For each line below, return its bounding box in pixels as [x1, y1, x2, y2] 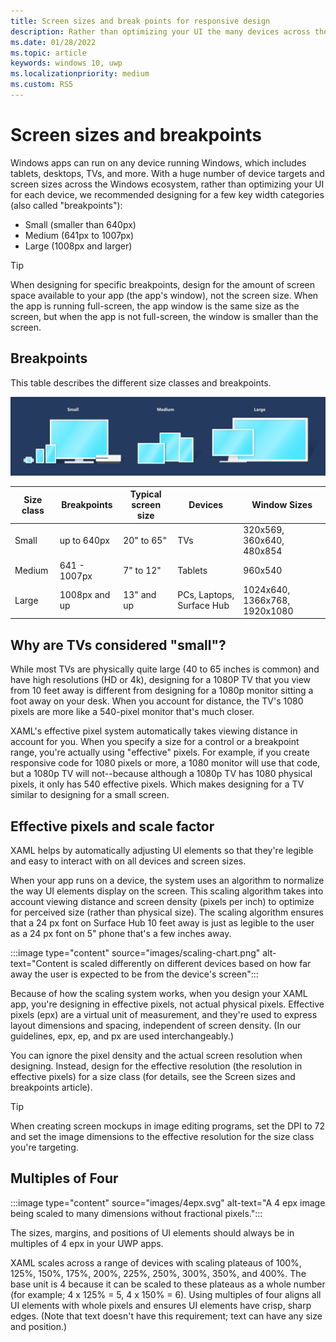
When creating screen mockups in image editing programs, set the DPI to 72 [10, 1120, 325, 1132]
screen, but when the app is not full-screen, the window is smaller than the [10, 310, 319, 322]
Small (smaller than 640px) [24, 218, 137, 230]
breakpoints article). [10, 1081, 93, 1093]
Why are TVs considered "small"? [10, 636, 227, 654]
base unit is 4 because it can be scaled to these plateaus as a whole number [10, 1278, 326, 1290]
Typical [129, 488, 162, 500]
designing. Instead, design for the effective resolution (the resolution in [10, 1060, 303, 1072]
